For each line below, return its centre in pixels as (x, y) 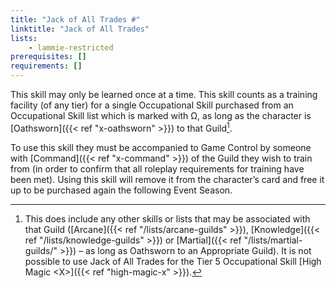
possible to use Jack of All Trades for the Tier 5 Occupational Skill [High (173, 261)
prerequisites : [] (48, 57)
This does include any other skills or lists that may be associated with (167, 218)
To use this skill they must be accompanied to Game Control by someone (161, 147)
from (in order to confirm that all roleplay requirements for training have (157, 168)
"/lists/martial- (273, 240)
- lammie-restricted (71, 47)
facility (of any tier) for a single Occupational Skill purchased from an (152, 105)
